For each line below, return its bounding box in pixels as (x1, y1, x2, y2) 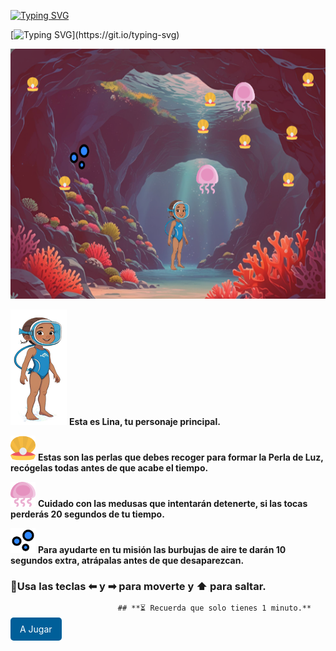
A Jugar (19, 623, 53, 635)
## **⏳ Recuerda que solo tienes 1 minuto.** (117, 603, 312, 614)
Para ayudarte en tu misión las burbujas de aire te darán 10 (37, 544, 287, 555)
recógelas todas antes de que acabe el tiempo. (10, 462, 209, 474)
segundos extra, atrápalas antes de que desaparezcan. (10, 555, 245, 566)
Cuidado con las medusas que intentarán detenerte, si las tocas (37, 498, 308, 509)
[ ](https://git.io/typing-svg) (10, 29, 180, 40)
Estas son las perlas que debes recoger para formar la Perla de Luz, (37, 451, 324, 463)
